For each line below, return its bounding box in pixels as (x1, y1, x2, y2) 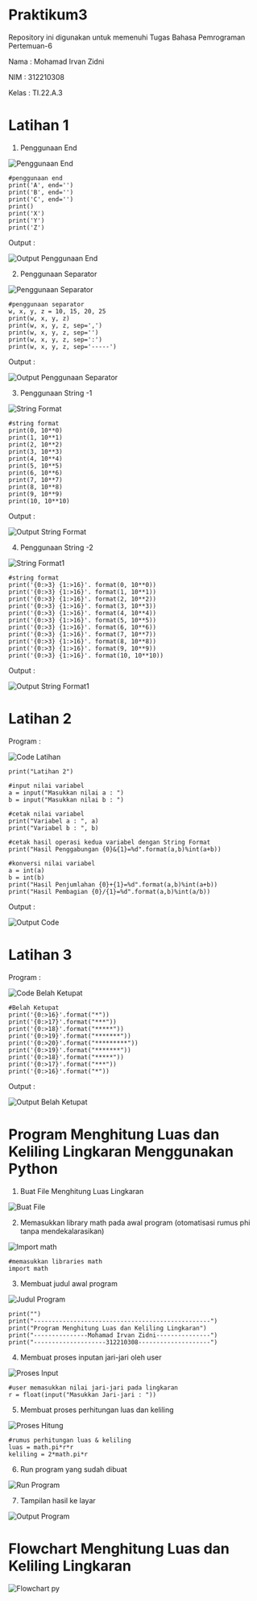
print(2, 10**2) (8, 440, 63, 449)
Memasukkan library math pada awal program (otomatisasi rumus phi (19, 1218, 251, 1227)
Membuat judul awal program (19, 1278, 118, 1289)
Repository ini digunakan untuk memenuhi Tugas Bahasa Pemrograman (8, 32, 246, 42)
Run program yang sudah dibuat (19, 1464, 127, 1474)
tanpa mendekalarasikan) (19, 1226, 105, 1236)
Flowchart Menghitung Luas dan (8, 1540, 230, 1557)
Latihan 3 (8, 946, 73, 964)
